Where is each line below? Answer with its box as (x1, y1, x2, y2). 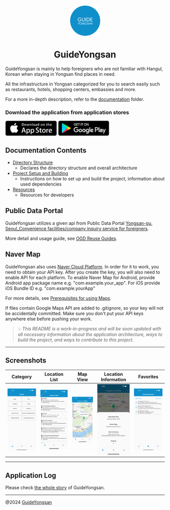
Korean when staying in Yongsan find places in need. (5, 71, 116, 77)
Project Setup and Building (12, 170, 68, 176)
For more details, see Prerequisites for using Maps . (5, 295, 112, 301)
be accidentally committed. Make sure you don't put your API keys (5, 310, 144, 316)
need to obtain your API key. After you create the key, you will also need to (5, 269, 160, 275)
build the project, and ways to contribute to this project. (17, 337, 134, 343)
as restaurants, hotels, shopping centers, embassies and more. (5, 86, 137, 92)
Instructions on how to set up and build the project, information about (20, 176, 165, 182)
